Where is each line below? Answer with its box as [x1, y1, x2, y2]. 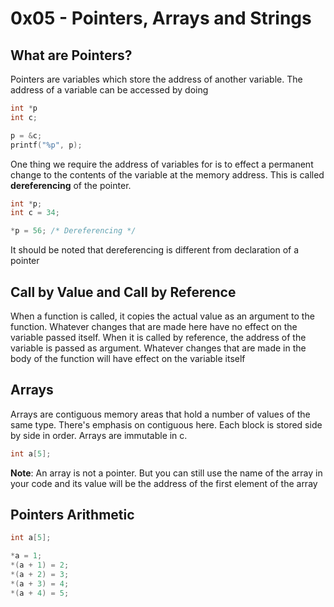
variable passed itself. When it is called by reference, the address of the [10, 331, 307, 343]
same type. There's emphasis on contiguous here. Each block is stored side [10, 418, 323, 431]
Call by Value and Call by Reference [10, 283, 237, 301]
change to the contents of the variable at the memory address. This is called [10, 168, 325, 181]
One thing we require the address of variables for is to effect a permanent [10, 158, 314, 170]
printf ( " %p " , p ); [10, 140, 83, 150]
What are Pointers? [10, 47, 133, 64]
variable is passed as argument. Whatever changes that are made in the [10, 342, 307, 354]
